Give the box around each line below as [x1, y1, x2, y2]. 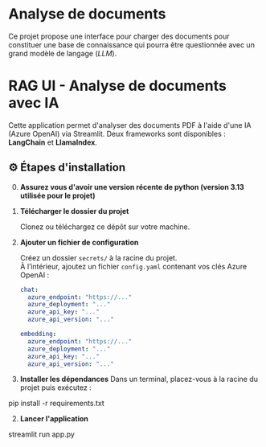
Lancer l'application [19, 414, 88, 424]
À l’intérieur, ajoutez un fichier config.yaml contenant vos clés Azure [19, 261, 248, 271]
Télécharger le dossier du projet [19, 206, 129, 215]
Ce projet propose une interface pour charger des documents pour [8, 31, 231, 41]
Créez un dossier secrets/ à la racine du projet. [19, 252, 178, 262]
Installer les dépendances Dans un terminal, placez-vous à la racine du [19, 375, 259, 384]
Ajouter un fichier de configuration [19, 237, 139, 247]
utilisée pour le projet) [19, 191, 96, 200]
